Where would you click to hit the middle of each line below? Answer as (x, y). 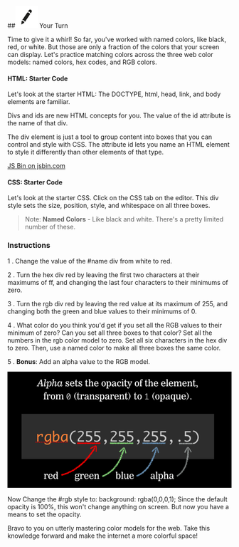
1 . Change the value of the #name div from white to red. (90, 261)
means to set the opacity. (44, 514)
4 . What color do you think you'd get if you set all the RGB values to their (115, 325)
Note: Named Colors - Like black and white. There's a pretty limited (124, 219)
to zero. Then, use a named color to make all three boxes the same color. (114, 348)
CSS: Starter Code (35, 182)
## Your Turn (38, 26)
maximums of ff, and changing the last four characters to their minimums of (118, 282)
